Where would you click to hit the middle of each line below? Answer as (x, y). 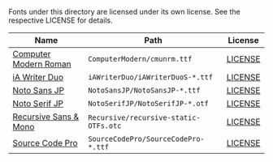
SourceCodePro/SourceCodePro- (146, 139)
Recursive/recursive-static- (144, 118)
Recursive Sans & (46, 117)
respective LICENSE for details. (61, 20)
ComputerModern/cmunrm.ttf (140, 59)
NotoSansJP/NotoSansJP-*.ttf (144, 90)
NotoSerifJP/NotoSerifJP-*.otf (148, 103)
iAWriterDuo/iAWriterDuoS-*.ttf (151, 77)
